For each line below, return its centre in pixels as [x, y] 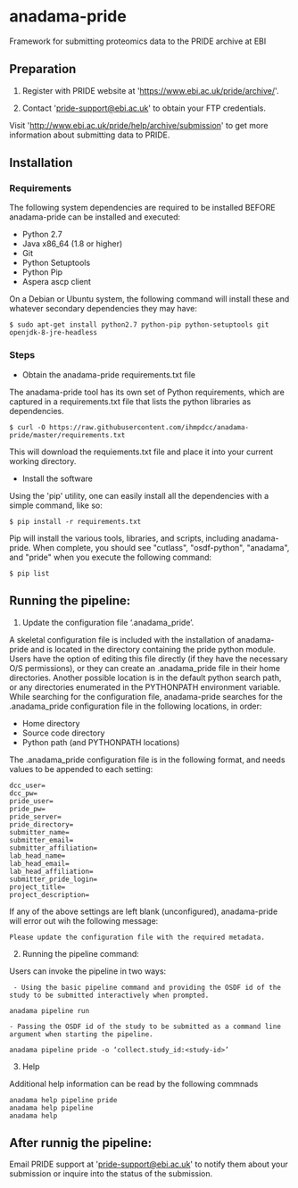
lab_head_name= [37, 856]
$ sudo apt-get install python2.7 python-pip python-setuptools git [139, 325]
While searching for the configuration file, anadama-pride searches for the [146, 696]
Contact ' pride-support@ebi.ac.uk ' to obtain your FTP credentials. [144, 108]
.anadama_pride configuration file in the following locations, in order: [136, 706]
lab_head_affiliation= [51, 871]
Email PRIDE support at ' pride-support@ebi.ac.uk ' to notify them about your [149, 1164]
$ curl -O [28, 427]
